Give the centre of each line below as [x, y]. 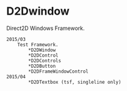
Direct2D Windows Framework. [45, 28]
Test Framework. [38, 45]
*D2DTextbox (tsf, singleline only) [75, 82]
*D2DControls [45, 60]
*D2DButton [42, 66]
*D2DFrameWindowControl [58, 71]
